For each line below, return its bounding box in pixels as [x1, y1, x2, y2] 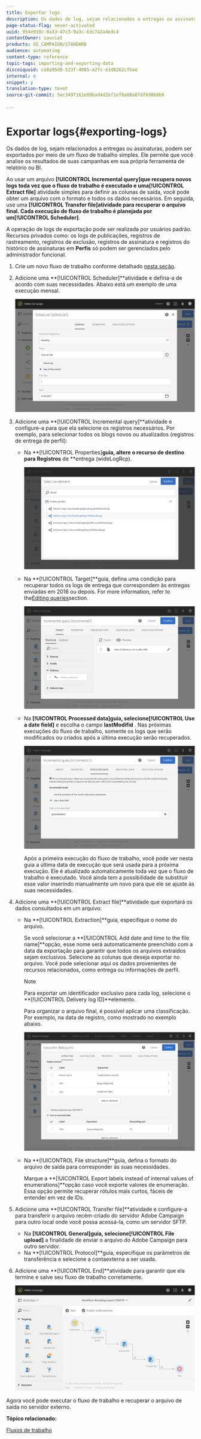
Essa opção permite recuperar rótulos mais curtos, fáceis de [23, 1187, 173, 1195]
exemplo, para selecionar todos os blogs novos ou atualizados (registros [14, 430, 194, 438]
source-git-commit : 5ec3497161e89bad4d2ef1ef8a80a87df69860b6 [6, 92, 165, 98]
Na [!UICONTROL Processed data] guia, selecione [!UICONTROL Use [23, 715, 195, 722]
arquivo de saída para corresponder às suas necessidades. [23, 1163, 170, 1171]
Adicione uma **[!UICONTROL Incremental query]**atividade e [14, 418, 172, 425]
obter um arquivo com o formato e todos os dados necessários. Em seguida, [6, 195, 195, 202]
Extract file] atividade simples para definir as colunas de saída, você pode [6, 188, 190, 195]
